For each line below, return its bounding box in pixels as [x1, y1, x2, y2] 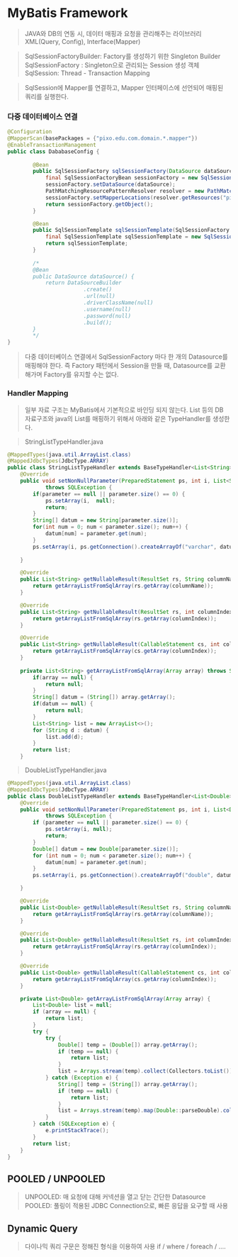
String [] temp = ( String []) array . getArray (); [57, 1080, 198, 1088]
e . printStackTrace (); [45, 1127, 110, 1134]
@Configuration [7, 128, 52, 135]
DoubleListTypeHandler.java [24, 766, 108, 774]
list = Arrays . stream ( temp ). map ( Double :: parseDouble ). [57, 1107, 223, 1114]
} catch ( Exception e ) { [45, 1074, 119, 1082]
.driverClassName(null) [83, 299, 154, 306]
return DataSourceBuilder [45, 279, 122, 286]
